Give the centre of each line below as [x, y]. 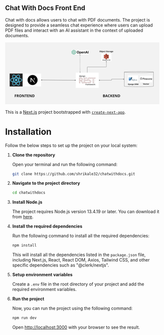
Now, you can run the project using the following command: [72, 309]
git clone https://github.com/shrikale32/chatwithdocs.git [74, 174]
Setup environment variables [42, 275]
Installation [28, 132]
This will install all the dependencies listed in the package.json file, [79, 255]
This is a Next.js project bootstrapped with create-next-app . [66, 112]
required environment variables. [44, 289]
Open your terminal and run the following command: [65, 164]
